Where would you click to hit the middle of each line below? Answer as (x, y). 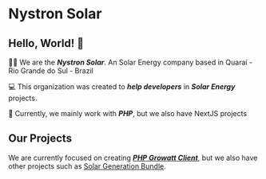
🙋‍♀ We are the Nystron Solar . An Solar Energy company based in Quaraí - (131, 62)
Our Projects (40, 139)
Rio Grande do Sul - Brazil (51, 71)
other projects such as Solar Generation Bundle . (87, 166)
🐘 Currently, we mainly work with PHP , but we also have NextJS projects (128, 113)
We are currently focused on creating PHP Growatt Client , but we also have (133, 158)
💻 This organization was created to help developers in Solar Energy (122, 87)
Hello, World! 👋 (46, 43)
